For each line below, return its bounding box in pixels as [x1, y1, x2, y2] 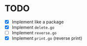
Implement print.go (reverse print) [11, 35, 83, 41]
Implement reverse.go [11, 30, 57, 36]
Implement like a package [11, 19, 64, 25]
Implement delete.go [11, 25, 55, 30]
